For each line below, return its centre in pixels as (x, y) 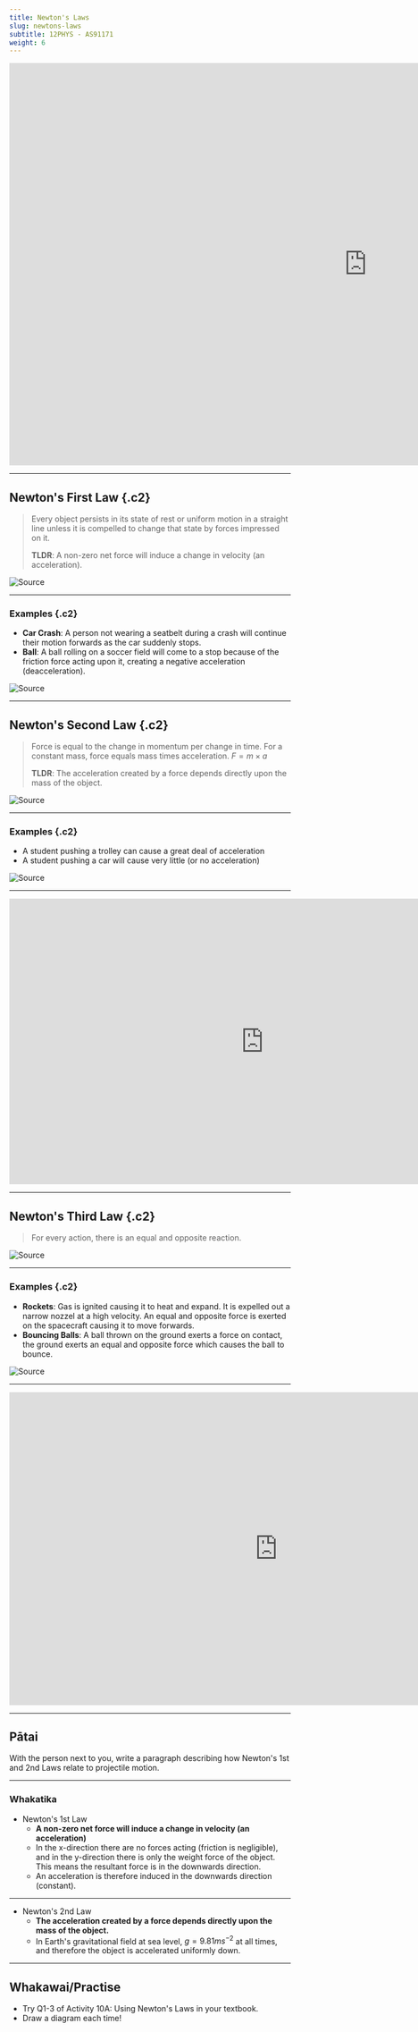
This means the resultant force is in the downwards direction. (148, 1867)
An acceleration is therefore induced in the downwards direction (154, 1875)
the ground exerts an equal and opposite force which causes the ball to (153, 1344)
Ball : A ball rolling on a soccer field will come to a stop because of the (150, 652)
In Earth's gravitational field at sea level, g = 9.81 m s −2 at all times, (157, 1940)
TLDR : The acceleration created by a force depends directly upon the (159, 774)
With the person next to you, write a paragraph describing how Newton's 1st (150, 1758)
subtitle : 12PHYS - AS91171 (62, 34)
